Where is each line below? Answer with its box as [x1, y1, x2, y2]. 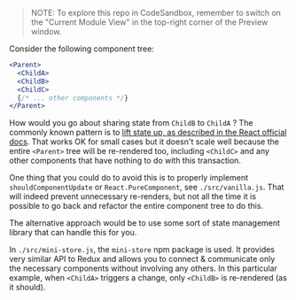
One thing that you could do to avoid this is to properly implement [9, 173, 248, 183]
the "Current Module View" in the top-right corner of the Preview [30, 17, 269, 27]
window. [30, 27, 62, 36]
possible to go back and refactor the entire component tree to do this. [9, 201, 264, 212]
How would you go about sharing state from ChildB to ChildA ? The [9, 118, 253, 128]
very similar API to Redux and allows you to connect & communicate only [9, 254, 276, 265]
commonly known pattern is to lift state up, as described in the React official [9, 127, 287, 138]
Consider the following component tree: [9, 43, 155, 54]
